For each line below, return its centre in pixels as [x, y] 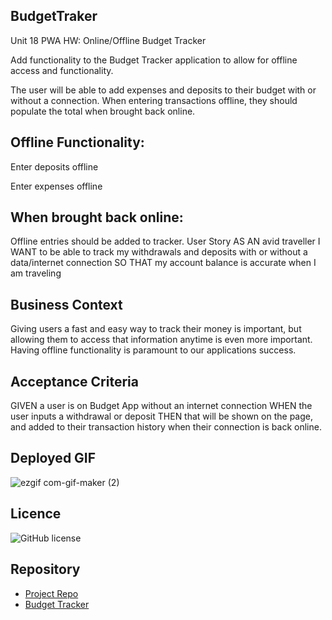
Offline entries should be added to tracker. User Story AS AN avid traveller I [165, 241]
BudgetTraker [54, 16]
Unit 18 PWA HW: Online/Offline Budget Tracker [108, 40]
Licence [36, 514]
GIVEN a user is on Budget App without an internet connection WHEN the [161, 406]
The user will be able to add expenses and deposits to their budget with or [163, 90]
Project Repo [51, 593]
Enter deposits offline [54, 166]
